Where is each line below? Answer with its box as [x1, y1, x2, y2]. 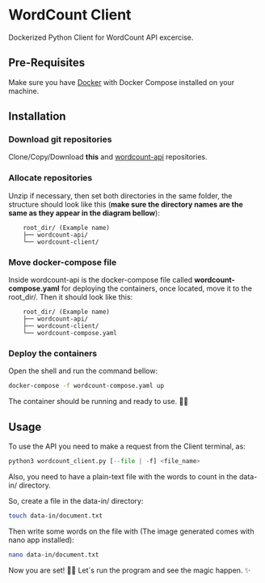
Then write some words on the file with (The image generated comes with [8, 526, 254, 536]
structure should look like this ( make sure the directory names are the [8, 199, 244, 209]
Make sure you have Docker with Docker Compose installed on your [8, 77, 235, 87]
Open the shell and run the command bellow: [8, 366, 158, 376]
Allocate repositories [8, 172, 93, 184]
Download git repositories [8, 134, 112, 145]
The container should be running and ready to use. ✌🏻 [8, 397, 189, 406]
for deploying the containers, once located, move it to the [61, 283, 253, 293]
